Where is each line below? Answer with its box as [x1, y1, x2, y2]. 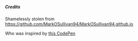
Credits [5, 4, 20, 10]
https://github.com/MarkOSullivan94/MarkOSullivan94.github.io [5, 21, 134, 27]
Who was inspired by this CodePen [5, 30, 76, 36]
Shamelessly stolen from [5, 16, 55, 22]
